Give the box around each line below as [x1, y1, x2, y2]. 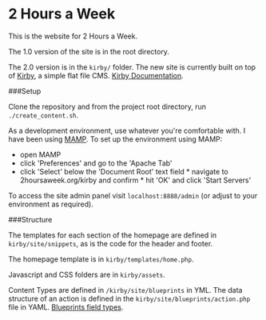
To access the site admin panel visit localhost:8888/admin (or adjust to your [8, 190, 258, 200]
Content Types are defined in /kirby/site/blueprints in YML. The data [8, 285, 243, 294]
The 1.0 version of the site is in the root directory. [8, 46, 170, 56]
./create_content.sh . [8, 110, 79, 120]
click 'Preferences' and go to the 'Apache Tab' [19, 158, 173, 168]
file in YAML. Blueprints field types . [8, 302, 124, 312]
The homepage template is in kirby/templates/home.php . [8, 254, 194, 264]
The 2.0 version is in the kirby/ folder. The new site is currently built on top [8, 62, 256, 72]
